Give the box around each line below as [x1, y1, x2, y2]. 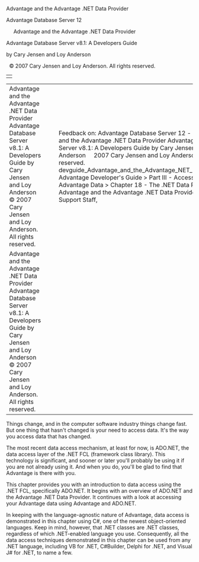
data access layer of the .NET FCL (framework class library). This [6, 451, 166, 458]
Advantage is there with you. [6, 470, 76, 476]
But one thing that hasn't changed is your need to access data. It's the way [6, 426, 189, 433]
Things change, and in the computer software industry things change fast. [6, 420, 188, 427]
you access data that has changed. [6, 433, 92, 440]
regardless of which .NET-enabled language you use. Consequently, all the [6, 530, 189, 537]
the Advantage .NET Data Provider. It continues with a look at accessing [6, 494, 182, 500]
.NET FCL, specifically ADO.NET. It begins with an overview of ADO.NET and [6, 487, 192, 494]
